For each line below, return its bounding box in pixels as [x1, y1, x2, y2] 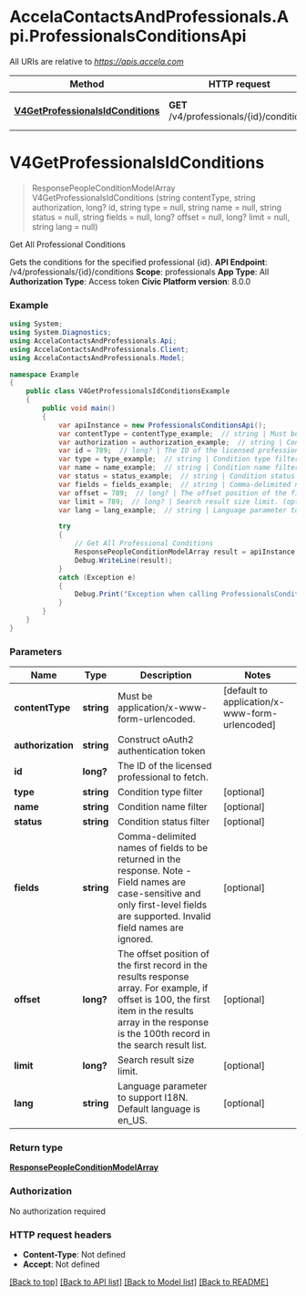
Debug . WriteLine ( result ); [74, 555, 173, 565]
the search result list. [117, 1039, 208, 1052]
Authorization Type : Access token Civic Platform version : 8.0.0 [9, 275, 251, 286]
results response [117, 970, 189, 983]
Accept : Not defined [22, 1259, 100, 1270]
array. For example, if [117, 982, 209, 995]
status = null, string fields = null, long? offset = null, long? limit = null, [31, 212, 290, 223]
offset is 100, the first [117, 993, 210, 1006]
